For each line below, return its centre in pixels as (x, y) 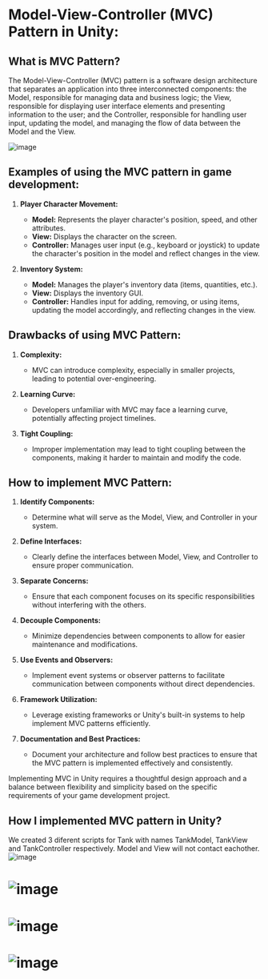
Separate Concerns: (54, 581)
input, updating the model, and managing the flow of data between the (125, 123)
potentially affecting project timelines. (94, 418)
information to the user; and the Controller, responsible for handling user (128, 114)
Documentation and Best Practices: (80, 739)
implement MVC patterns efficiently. (91, 724)
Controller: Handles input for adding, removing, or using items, (136, 301)
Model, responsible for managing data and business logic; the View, (120, 97)
